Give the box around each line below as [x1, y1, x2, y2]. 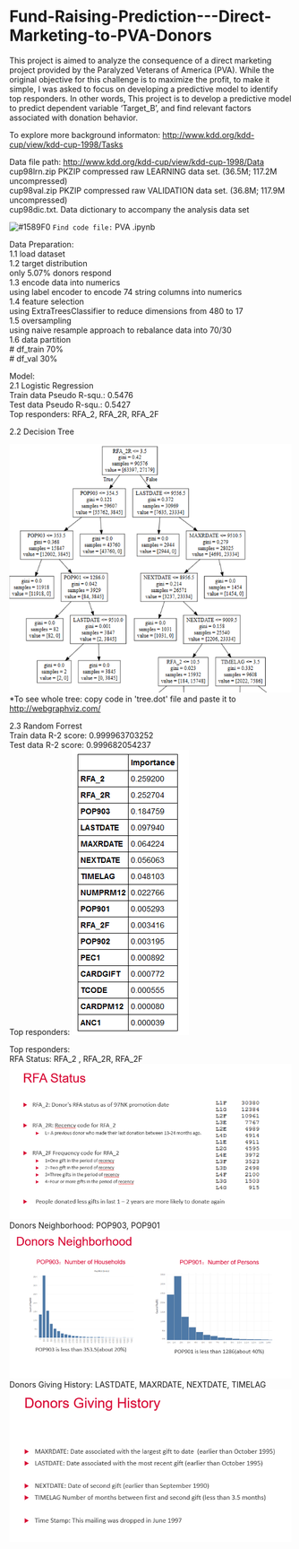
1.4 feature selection [9, 296, 85, 307]
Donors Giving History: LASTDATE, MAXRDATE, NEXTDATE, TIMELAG [9, 1379, 267, 1390]
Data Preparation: [9, 239, 74, 249]
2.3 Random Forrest [9, 720, 82, 732]
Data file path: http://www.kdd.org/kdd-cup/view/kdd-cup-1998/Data [9, 156, 264, 167]
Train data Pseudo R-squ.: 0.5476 [9, 389, 134, 400]
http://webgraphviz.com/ [9, 703, 101, 714]
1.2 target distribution [9, 257, 88, 268]
